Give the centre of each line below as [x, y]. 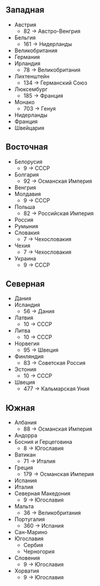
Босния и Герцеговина [43, 442]
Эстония [25, 369]
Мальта [24, 506]
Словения [27, 558]
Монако [24, 102]
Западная [25, 10]
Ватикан [25, 455]
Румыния [26, 226]
